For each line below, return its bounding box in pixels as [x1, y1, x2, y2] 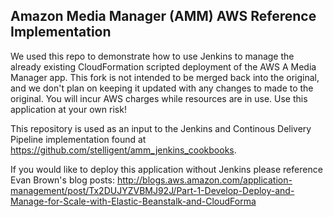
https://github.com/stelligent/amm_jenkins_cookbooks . [10, 144, 237, 156]
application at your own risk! [10, 103, 127, 115]
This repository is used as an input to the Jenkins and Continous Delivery [10, 122, 312, 134]
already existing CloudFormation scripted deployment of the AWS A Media [10, 60, 317, 73]
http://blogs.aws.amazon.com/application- [116, 174, 293, 186]
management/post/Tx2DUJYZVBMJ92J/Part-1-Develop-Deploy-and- [10, 184, 295, 196]
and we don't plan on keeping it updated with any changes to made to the [10, 82, 314, 94]
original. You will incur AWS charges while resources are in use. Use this [10, 92, 308, 104]
